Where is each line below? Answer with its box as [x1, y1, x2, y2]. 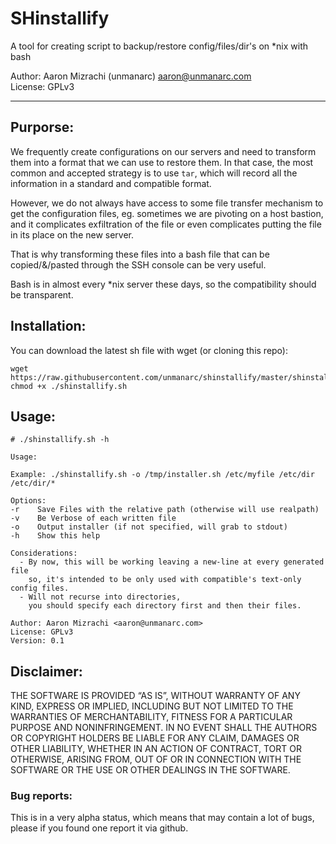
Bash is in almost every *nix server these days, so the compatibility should [10, 278, 317, 290]
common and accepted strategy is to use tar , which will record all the [10, 167, 298, 179]
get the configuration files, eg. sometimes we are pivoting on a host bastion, [10, 207, 324, 219]
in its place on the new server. [10, 228, 135, 241]
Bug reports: [10, 789, 73, 803]
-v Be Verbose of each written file [10, 513, 177, 524]
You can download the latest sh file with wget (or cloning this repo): [10, 344, 289, 356]
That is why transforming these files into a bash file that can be [10, 248, 270, 260]
